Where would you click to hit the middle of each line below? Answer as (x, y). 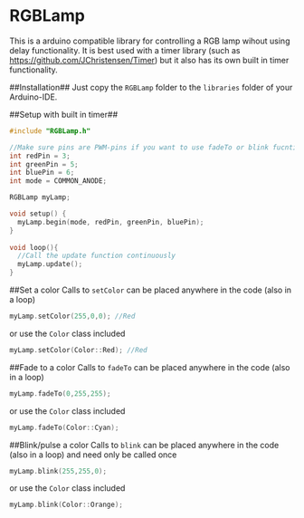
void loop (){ (34, 247)
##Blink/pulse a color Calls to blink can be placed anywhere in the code (144, 445)
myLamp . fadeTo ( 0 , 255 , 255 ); (60, 393)
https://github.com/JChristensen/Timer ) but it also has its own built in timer (149, 60)
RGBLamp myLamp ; (40, 197)
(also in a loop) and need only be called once (93, 455)
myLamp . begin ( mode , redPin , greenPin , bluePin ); (111, 222)
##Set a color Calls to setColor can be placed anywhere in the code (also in (151, 290)
